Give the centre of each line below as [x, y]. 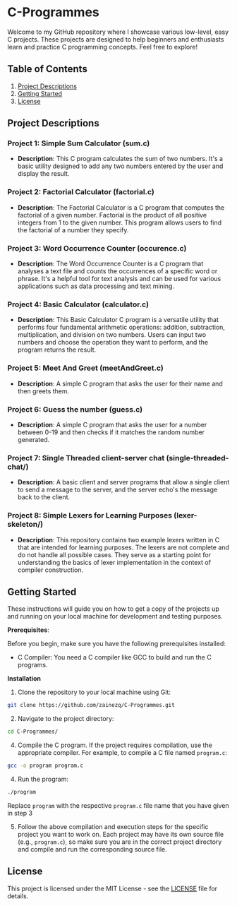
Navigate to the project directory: [66, 719]
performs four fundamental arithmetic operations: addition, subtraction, [121, 327]
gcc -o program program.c [45, 766]
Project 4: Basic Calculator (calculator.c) [78, 304]
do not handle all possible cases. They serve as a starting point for [114, 554]
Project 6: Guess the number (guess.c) [75, 409]
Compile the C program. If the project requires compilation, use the [115, 745]
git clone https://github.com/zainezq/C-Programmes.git [91, 705]
